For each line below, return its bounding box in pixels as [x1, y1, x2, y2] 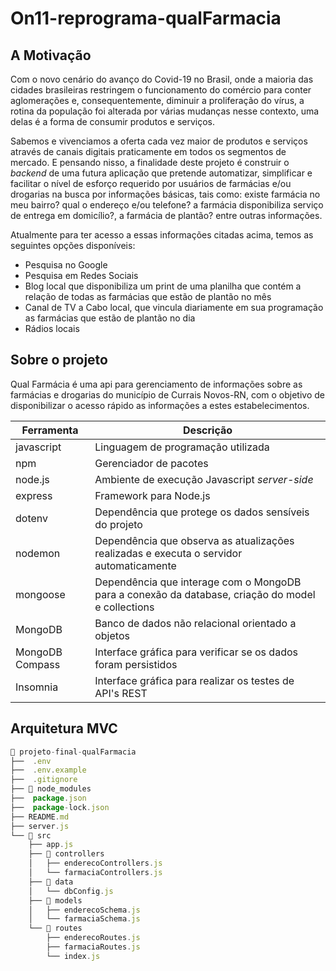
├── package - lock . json [10, 802, 110, 812]
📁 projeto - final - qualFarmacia [10, 747, 137, 757]
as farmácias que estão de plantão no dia [24, 312, 196, 324]
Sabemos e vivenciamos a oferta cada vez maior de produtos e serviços [10, 135, 308, 147]
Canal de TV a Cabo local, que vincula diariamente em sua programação [24, 302, 324, 313]
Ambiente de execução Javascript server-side [94, 472, 314, 486]
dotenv [15, 511, 49, 525]
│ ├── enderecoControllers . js [28, 858, 163, 869]
